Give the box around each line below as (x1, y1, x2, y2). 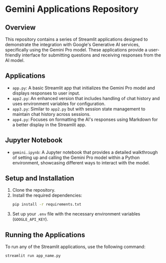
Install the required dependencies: (12, 192, 83, 199)
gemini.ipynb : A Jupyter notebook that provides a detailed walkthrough (12, 149, 158, 155)
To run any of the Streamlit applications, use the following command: (5, 244, 146, 250)
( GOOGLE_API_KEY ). (12, 216, 49, 222)
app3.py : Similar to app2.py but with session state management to (12, 105, 146, 112)
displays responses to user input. (12, 90, 80, 96)
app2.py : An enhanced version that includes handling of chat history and (12, 95, 160, 101)
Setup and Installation (5, 174, 74, 183)
